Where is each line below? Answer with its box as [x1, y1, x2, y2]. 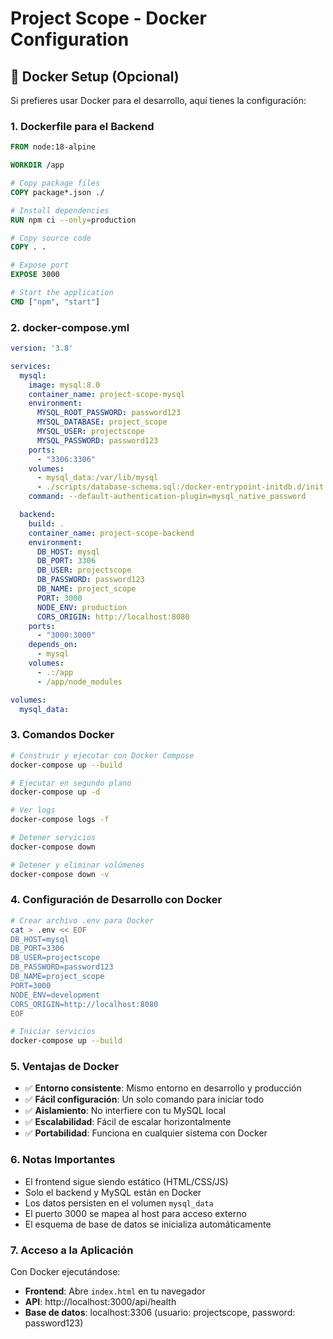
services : [10, 361, 52, 371]
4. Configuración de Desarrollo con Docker [10, 893, 223, 907]
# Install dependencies [10, 205, 110, 216]
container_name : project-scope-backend [28, 528, 195, 538]
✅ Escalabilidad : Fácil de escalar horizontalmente [24, 1116, 232, 1128]
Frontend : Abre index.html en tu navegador [24, 1285, 206, 1297]
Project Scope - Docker [10, 7, 207, 30]
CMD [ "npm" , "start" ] [10, 297, 101, 307]
